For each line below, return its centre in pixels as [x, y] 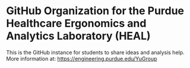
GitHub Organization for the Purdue [95, 11]
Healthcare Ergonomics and [76, 23]
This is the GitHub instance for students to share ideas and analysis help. [96, 52]
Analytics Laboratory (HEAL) [78, 36]
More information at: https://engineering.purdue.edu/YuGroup [82, 59]
